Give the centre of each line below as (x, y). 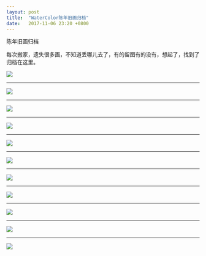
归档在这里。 (22, 62)
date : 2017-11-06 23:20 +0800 (48, 23)
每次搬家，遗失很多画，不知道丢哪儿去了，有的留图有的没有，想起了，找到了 (103, 55)
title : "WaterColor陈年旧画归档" (48, 18)
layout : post (23, 12)
